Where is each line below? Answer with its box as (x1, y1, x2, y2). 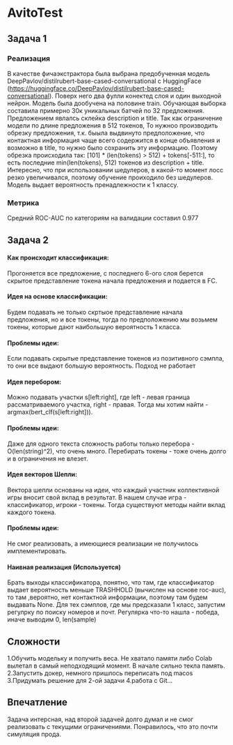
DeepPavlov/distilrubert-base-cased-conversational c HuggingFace (7, 77, 202, 85)
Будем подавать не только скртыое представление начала (7, 308, 183, 316)
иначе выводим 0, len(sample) (7, 615, 97, 624)
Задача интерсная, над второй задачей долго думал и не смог (7, 715, 193, 723)
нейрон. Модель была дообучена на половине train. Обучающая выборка (7, 99, 227, 107)
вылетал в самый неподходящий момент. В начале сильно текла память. (7, 661, 225, 670)
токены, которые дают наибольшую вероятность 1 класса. (7, 322, 182, 331)
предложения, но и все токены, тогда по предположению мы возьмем (7, 315, 218, 324)
